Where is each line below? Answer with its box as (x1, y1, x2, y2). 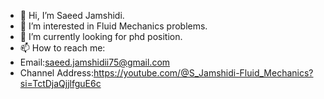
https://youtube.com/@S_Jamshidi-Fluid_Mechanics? (93, 67, 314, 79)
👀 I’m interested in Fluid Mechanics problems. (19, 20, 208, 32)
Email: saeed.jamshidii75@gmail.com (19, 56, 171, 68)
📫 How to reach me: (19, 42, 106, 54)
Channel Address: (19, 67, 95, 79)
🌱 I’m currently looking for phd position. (19, 31, 183, 42)
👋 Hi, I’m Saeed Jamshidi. (19, 10, 125, 21)
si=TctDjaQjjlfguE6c (19, 78, 102, 89)
